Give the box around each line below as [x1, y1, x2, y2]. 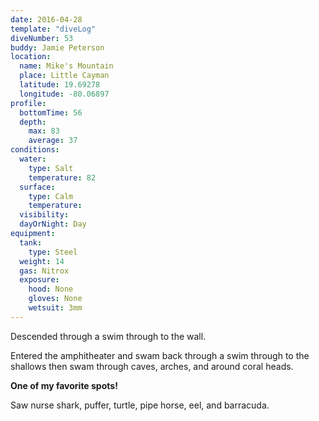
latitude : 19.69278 [19, 80, 101, 90]
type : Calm [28, 191, 74, 201]
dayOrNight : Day [19, 219, 87, 230]
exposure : [19, 275, 60, 285]
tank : [19, 237, 43, 248]
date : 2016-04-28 [10, 14, 83, 25]
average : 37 [28, 136, 78, 146]
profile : [10, 98, 47, 108]
